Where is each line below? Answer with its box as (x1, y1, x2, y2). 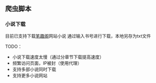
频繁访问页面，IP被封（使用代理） (12, 60, 82, 66)
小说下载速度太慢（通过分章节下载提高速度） (12, 54, 104, 60)
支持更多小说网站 (12, 72, 48, 78)
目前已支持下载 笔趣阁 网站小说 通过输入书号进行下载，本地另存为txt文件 (5, 33, 152, 39)
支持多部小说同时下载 (12, 66, 56, 72)
